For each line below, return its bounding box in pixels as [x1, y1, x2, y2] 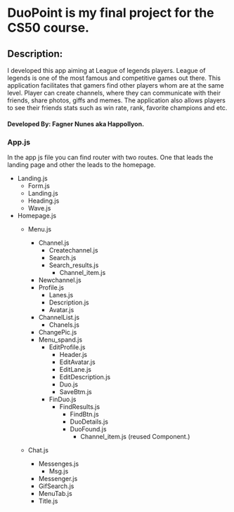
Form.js [27, 181, 51, 190]
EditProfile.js [48, 342, 86, 351]
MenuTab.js [38, 489, 72, 497]
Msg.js [48, 466, 69, 475]
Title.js [38, 497, 58, 505]
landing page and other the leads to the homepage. [7, 160, 156, 169]
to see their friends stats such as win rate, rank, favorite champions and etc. [7, 104, 228, 112]
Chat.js [27, 445, 49, 454]
